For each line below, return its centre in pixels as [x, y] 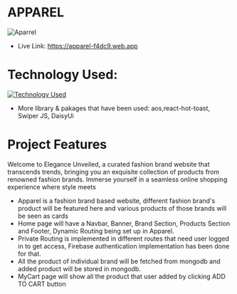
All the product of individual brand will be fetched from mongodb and [119, 261]
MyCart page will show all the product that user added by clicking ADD [121, 276]
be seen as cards [43, 216]
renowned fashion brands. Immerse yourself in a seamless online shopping [117, 179]
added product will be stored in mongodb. [79, 268]
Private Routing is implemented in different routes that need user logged [123, 238]
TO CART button [42, 284]
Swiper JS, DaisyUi [46, 115]
